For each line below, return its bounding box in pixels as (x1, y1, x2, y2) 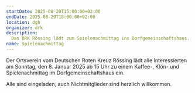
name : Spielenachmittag (6, 41, 64, 47)
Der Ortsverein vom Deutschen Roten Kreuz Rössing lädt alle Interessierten (6, 56, 187, 64)
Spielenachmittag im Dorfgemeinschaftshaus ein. (6, 69, 125, 76)
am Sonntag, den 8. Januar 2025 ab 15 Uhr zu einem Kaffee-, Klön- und (6, 63, 180, 70)
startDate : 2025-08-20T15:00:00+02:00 (6, 8, 101, 15)
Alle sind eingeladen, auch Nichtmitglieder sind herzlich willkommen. (6, 80, 172, 87)
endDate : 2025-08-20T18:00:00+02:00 (6, 14, 95, 20)
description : (6, 30, 38, 36)
